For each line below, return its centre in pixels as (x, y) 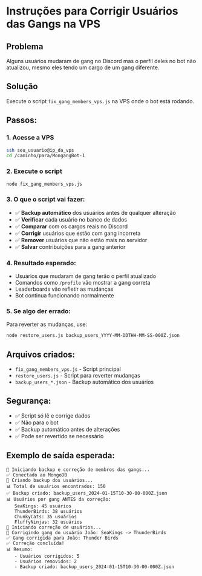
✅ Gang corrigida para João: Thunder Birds (63, 538)
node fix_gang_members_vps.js (44, 184)
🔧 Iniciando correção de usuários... (54, 527)
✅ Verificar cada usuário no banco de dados (71, 219)
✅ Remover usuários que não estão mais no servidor (81, 240)
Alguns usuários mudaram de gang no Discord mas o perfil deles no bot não (101, 61)
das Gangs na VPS (54, 24)
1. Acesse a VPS (30, 138)
